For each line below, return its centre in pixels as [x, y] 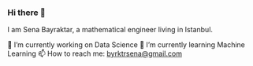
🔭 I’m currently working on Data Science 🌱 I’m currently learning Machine [126, 45]
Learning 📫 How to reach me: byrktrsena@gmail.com [95, 53]
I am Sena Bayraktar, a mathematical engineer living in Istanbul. [110, 30]
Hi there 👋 [27, 13]
